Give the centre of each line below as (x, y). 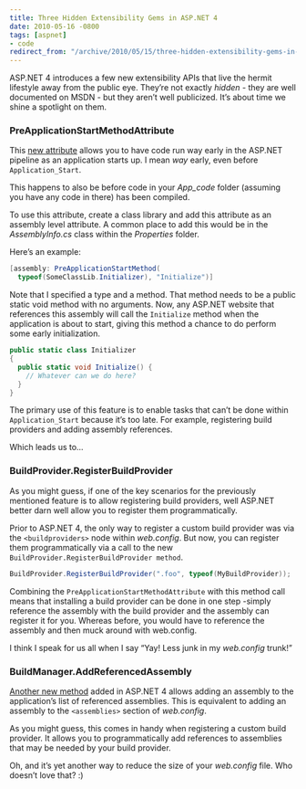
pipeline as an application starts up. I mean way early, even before (134, 160)
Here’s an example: (46, 252)
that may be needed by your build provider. (90, 747)
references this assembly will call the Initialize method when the (134, 314)
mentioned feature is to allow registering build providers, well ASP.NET (142, 500)
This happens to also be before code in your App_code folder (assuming (145, 187)
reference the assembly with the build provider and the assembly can (140, 610)
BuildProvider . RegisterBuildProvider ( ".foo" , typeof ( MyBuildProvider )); (150, 573)
